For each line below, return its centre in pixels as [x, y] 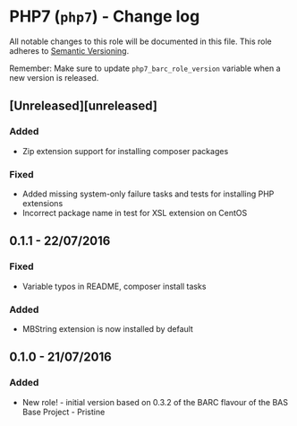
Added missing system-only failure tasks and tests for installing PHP [148, 194]
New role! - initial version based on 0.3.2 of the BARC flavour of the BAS [155, 402]
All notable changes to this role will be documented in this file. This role [140, 41]
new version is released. [54, 77]
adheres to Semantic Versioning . [69, 50]
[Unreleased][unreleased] [84, 106]
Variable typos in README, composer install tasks [114, 286]
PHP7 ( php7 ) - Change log [105, 17]
